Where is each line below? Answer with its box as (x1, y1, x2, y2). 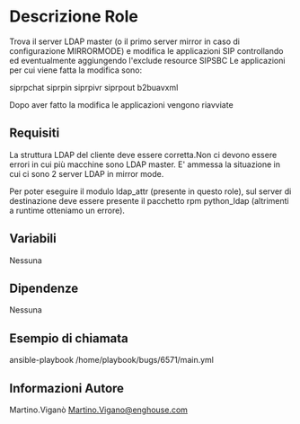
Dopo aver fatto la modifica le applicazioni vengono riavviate (9, 99, 234, 110)
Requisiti (9, 126, 60, 141)
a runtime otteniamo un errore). (9, 205, 126, 216)
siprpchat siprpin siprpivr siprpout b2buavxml (9, 82, 179, 93)
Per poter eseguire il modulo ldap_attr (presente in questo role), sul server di (9, 186, 292, 197)
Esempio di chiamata (9, 331, 128, 346)
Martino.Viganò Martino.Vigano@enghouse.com (9, 404, 189, 415)
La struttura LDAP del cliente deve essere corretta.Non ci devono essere (9, 149, 278, 160)
